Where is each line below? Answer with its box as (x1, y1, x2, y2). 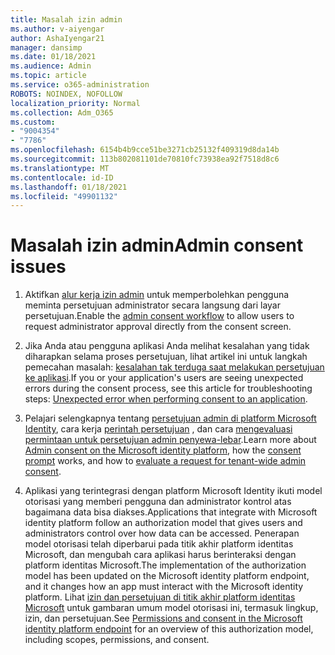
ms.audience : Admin (10, 61, 92, 71)
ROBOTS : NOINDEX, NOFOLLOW (10, 89, 123, 99)
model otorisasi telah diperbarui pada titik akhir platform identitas (24, 538, 294, 550)
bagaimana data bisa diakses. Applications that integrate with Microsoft (24, 506, 318, 518)
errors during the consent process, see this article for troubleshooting (24, 382, 313, 395)
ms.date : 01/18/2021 (10, 52, 97, 62)
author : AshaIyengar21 (10, 33, 105, 43)
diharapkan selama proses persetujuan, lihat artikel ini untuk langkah (24, 351, 308, 363)
